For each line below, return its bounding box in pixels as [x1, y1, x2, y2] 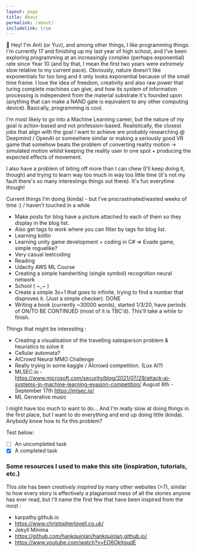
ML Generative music [14, 393, 67, 400]
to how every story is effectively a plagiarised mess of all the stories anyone [6, 489, 191, 496]
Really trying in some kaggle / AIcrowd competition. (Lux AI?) [14, 362, 163, 369]
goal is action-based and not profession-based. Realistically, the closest [6, 122, 182, 129]
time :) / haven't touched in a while [6, 202, 90, 209]
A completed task [14, 447, 58, 454]
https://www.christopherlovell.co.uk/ [14, 519, 104, 527]
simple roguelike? [14, 245, 58, 252]
